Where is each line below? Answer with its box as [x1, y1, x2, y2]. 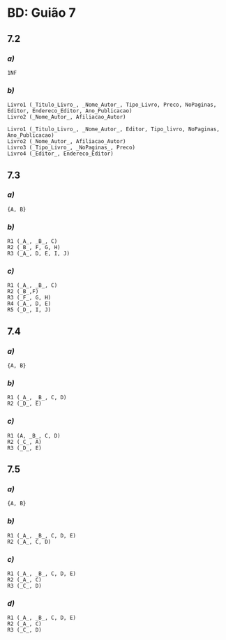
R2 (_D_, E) [7, 400, 42, 408]
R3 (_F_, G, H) [7, 295, 52, 302]
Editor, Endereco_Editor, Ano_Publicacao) [7, 107, 133, 114]
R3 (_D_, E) [7, 445, 42, 452]
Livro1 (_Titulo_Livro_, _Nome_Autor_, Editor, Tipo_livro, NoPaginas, [7, 126, 220, 133]
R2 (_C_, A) [7, 438, 42, 445]
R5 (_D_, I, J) [7, 306, 52, 313]
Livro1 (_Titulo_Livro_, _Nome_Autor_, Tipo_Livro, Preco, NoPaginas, [7, 101, 217, 109]
